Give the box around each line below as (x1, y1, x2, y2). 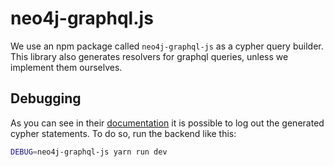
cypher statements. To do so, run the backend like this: (10, 127, 237, 139)
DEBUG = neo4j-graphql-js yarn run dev (10, 147, 168, 157)
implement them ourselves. (10, 61, 123, 73)
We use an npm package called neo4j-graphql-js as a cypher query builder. (10, 40, 324, 52)
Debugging (10, 90, 82, 107)
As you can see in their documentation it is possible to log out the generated (10, 117, 325, 129)
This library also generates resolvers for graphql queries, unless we (10, 50, 289, 62)
